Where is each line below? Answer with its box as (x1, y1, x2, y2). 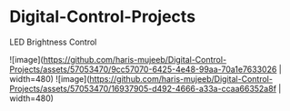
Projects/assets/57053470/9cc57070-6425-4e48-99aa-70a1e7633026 (9, 64, 277, 75)
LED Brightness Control (9, 36, 97, 47)
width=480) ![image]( (9, 73, 90, 84)
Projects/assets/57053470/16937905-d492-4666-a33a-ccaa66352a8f (9, 83, 277, 94)
